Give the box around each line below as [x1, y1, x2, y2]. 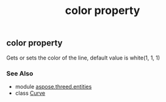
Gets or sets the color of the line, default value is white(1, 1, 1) [6, 54, 161, 61]
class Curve [15, 89, 46, 97]
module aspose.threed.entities [15, 83, 92, 90]
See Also [6, 69, 34, 78]
